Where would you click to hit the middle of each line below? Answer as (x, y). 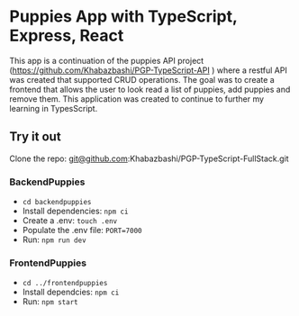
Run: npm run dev (54, 239)
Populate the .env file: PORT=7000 (82, 230)
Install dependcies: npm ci (71, 292)
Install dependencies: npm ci (75, 211)
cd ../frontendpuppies (65, 284)
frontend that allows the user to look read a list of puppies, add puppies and (150, 89)
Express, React (67, 36)
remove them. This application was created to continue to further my (136, 99)
